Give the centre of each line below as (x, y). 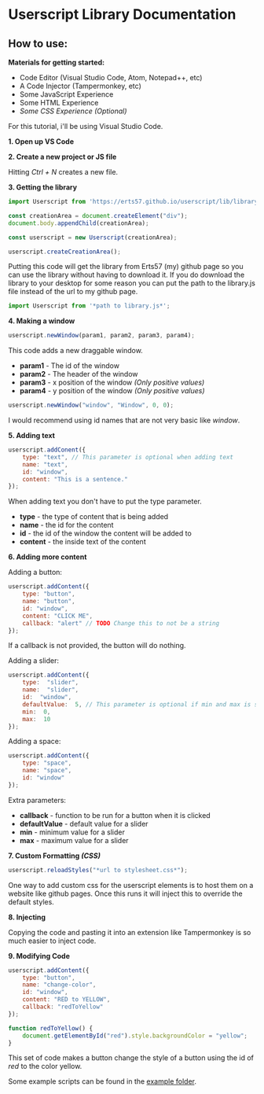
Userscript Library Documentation (122, 15)
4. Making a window (42, 321)
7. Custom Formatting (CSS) (54, 856)
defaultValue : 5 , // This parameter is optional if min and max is (137, 704)
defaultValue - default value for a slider (84, 823)
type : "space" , (47, 763)
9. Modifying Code (39, 956)
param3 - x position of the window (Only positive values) (112, 382)
